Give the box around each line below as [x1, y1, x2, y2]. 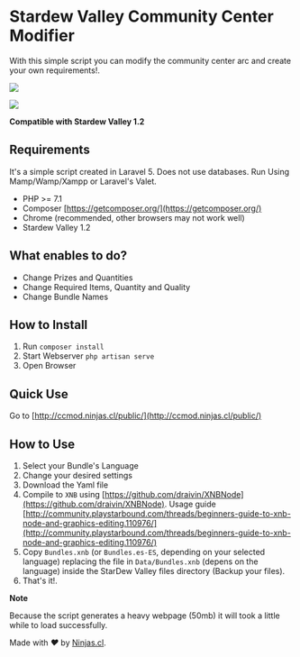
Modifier [9, 25, 75, 46]
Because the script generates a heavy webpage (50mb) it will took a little [9, 610, 281, 621]
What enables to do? [9, 248, 128, 263]
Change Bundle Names [22, 291, 109, 302]
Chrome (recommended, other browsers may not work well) [22, 212, 245, 223]
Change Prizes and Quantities [22, 272, 133, 283]
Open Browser [22, 360, 77, 371]
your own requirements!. [9, 65, 101, 76]
